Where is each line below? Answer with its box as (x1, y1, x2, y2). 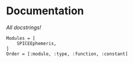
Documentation (6, 4, 85, 18)
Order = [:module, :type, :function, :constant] (6, 51, 128, 57)
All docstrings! (6, 24, 41, 31)
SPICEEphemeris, (17, 40, 57, 46)
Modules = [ (6, 35, 35, 41)
